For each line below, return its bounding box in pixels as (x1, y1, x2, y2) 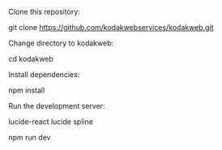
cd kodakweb (8, 54, 54, 63)
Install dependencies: (8, 70, 80, 79)
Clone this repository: (8, 7, 81, 16)
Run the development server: (8, 101, 105, 110)
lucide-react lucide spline (8, 117, 93, 126)
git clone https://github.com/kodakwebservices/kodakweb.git (8, 23, 214, 32)
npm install (8, 85, 45, 95)
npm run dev (8, 133, 51, 142)
